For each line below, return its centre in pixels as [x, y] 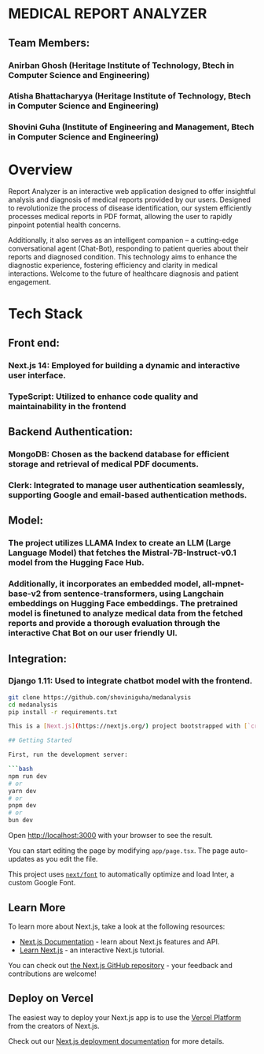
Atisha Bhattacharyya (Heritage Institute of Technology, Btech [130, 96]
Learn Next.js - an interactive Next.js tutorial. [92, 950]
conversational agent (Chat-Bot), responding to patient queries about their [128, 248]
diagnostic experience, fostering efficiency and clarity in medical [113, 266]
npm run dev [27, 776]
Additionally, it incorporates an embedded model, [104, 584]
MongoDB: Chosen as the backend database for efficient [119, 454]
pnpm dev [22, 806]
